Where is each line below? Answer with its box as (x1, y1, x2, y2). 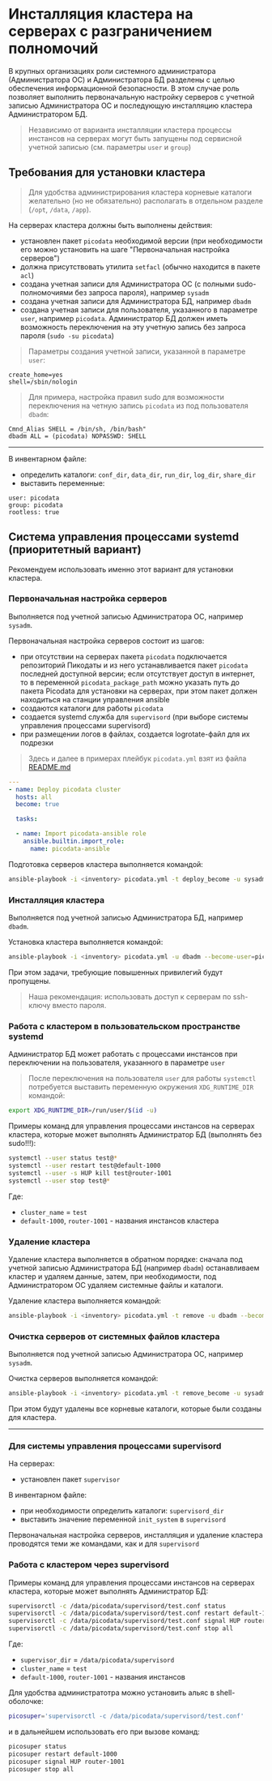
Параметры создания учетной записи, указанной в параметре (28, 346, 246, 356)
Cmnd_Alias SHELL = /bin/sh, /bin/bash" (8, 425, 147, 433)
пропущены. (8, 976, 51, 985)
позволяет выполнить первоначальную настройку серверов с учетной (8, 92, 255, 101)
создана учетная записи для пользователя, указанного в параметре (19, 305, 257, 315)
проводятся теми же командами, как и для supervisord (8, 1539, 200, 1549)
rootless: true (8, 508, 60, 516)
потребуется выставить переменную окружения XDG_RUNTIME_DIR (28, 1082, 254, 1092)
